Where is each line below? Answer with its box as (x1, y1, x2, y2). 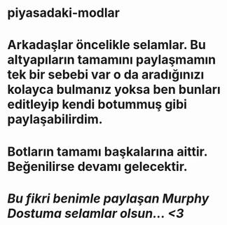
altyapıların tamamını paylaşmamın (7, 52, 216, 68)
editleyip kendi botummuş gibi (7, 97, 188, 113)
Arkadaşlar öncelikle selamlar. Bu (7, 37, 207, 53)
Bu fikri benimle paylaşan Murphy (7, 191, 209, 206)
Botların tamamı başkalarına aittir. (7, 144, 208, 159)
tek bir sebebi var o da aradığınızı (7, 67, 205, 83)
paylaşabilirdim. (7, 111, 103, 128)
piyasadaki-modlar (7, 5, 121, 21)
